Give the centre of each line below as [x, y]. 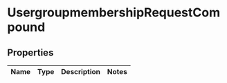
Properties [30, 52]
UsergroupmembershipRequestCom [113, 13]
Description [81, 72]
